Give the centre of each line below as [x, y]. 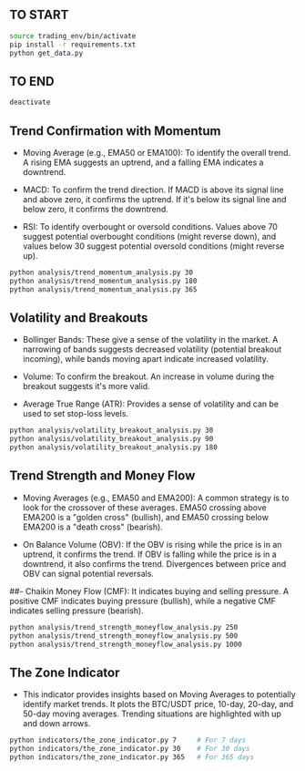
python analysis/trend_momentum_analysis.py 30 [102, 272]
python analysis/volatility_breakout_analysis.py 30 [112, 431]
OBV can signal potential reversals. [88, 573]
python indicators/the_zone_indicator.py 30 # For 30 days [130, 749]
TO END [32, 81]
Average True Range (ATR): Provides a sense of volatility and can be [151, 404]
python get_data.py [46, 53]
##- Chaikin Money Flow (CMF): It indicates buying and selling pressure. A [149, 591]
